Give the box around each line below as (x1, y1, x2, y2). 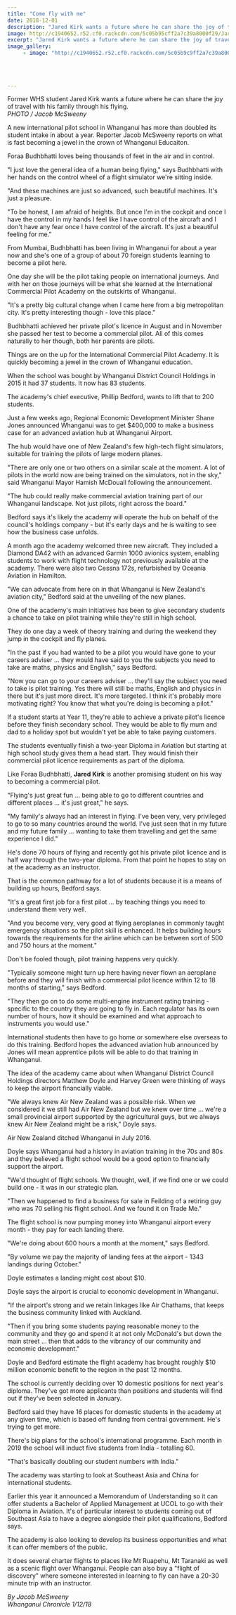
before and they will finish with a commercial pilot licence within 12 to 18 (7, 976, 216, 985)
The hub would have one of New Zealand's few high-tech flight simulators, (7, 442, 223, 450)
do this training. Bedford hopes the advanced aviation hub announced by (7, 1041, 219, 1049)
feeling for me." (7, 230, 52, 239)
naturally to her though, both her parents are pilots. (7, 337, 155, 345)
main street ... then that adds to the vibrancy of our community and (7, 1337, 202, 1346)
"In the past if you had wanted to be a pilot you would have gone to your (7, 648, 216, 657)
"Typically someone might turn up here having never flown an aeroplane (7, 968, 216, 977)
